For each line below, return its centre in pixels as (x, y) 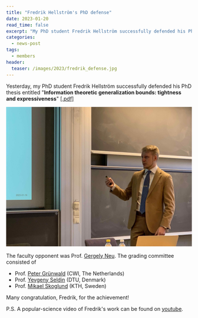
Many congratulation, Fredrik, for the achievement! (68, 297)
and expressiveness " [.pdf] (40, 99)
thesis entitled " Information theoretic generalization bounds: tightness (94, 92)
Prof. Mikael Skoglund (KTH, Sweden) (60, 286)
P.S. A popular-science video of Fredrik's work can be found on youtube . (95, 309)
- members (23, 56)
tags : (13, 50)
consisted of (21, 262)
